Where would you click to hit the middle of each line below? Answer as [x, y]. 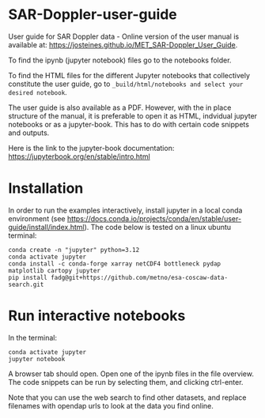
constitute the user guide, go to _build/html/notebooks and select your [126, 84]
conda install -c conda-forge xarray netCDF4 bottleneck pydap [115, 264]
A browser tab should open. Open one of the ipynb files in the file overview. [131, 374]
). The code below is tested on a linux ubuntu [158, 227]
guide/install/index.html [46, 227]
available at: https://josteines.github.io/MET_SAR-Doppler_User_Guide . [123, 44]
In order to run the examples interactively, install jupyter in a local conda [125, 210]
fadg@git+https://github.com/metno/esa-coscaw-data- [139, 277]
